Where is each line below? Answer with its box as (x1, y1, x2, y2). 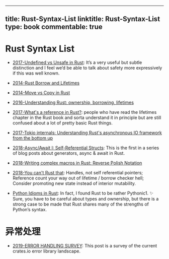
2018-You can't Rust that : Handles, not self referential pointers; (12, 170, 143, 176)
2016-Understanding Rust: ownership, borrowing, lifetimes (12, 99, 134, 106)
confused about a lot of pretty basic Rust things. (12, 120, 113, 126)
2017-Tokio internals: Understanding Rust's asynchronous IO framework (12, 129, 162, 136)
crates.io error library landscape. (12, 248, 80, 254)
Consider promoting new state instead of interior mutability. (12, 180, 136, 186)
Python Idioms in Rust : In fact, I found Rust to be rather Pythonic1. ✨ (12, 190, 153, 197)
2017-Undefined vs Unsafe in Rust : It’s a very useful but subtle (12, 59, 142, 66)
